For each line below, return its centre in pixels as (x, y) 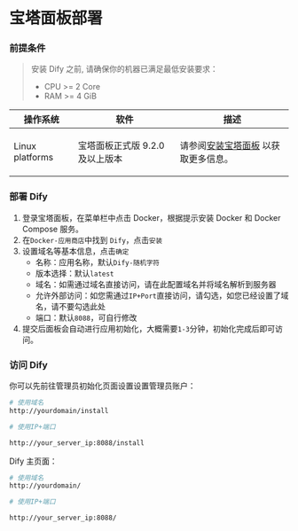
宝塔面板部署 (56, 18)
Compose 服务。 (53, 229)
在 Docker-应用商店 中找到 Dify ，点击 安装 (92, 239)
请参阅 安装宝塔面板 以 (226, 145)
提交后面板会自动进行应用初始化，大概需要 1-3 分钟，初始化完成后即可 (149, 328)
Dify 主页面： (33, 461)
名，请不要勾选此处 (71, 306)
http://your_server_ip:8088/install (77, 443)
